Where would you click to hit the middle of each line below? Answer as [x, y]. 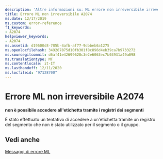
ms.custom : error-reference [33, 23]
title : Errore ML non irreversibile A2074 [49, 14]
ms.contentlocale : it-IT [30, 64]
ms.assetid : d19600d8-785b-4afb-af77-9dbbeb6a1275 [57, 46]
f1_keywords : [18, 28]
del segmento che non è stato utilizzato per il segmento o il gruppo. [72, 125]
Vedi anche [23, 140]
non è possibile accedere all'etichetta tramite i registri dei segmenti [74, 110]
